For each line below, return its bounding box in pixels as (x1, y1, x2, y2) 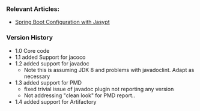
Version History (6, 34, 53, 42)
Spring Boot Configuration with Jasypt (14, 19, 110, 26)
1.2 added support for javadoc (14, 59, 89, 67)
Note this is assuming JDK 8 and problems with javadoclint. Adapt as (23, 66, 195, 73)
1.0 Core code (14, 47, 50, 54)
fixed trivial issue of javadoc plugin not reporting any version (23, 85, 174, 92)
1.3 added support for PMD (14, 79, 82, 86)
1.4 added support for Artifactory (14, 98, 97, 105)
